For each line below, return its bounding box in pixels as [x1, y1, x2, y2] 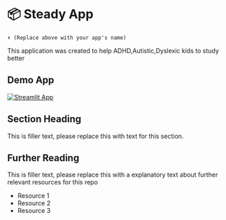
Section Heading [7, 114, 82, 125]
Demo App [7, 74, 55, 86]
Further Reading [7, 152, 80, 164]
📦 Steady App [7, 6, 94, 22]
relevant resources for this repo [7, 178, 98, 186]
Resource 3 [17, 207, 51, 215]
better [7, 54, 25, 62]
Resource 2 [17, 199, 51, 207]
